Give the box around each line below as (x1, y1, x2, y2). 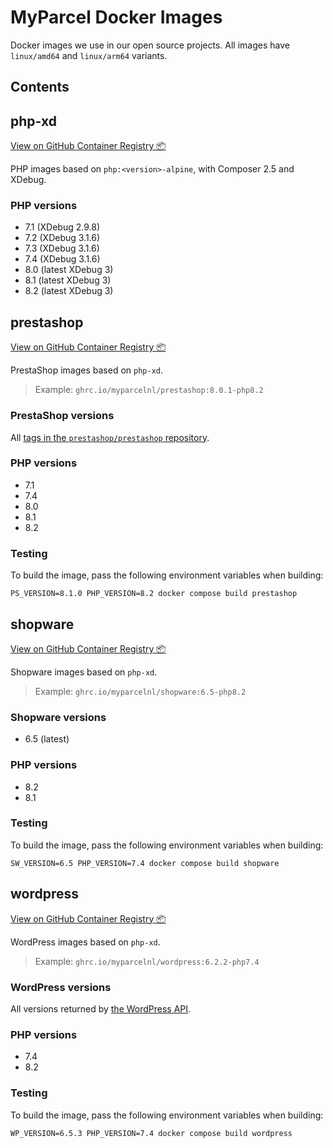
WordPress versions (10, 980, 112, 994)
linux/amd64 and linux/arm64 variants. (10, 49, 168, 61)
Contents (10, 79, 70, 96)
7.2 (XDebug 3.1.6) (24, 232, 101, 244)
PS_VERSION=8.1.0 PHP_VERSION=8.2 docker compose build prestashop (10, 589, 298, 599)
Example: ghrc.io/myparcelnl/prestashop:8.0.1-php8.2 (34, 384, 264, 396)
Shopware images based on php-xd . (10, 666, 158, 678)
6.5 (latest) (24, 733, 70, 745)
